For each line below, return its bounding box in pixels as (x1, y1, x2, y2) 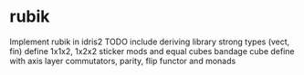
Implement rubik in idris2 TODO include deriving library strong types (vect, (9, 36, 290, 47)
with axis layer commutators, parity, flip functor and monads (9, 55, 236, 66)
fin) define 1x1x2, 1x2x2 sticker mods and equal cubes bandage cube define (9, 45, 295, 56)
